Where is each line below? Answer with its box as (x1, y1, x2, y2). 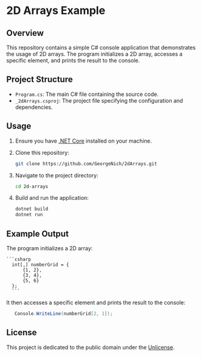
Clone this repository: (15, 149, 69, 156)
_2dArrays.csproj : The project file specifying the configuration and (15, 97, 184, 104)
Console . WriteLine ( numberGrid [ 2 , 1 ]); (14, 310, 113, 316)
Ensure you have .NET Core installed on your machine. (15, 137, 152, 144)
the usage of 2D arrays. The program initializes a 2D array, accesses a (6, 50, 183, 58)
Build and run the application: (15, 194, 89, 202)
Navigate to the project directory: (15, 171, 99, 179)
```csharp (6, 256, 32, 262)
